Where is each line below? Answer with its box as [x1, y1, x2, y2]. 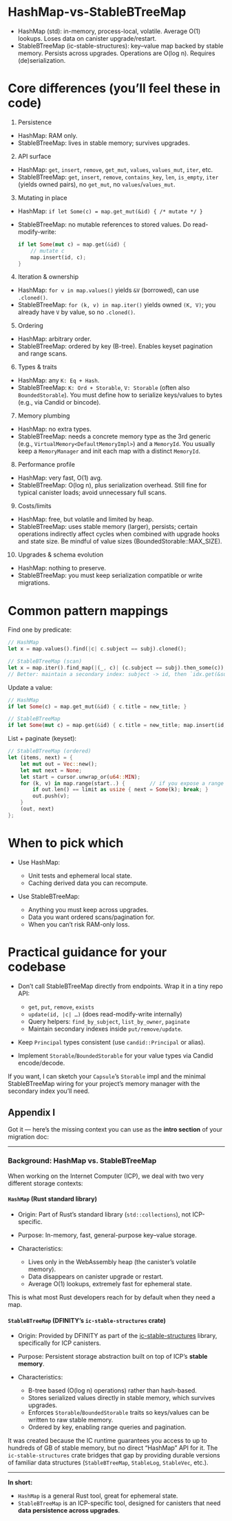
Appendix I [8, 1107, 56, 1118]
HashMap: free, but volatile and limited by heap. [17, 515, 154, 523]
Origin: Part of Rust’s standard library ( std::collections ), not [17, 1210, 191, 1219]
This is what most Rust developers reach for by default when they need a [8, 1293, 215, 1301]
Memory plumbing [17, 411, 70, 420]
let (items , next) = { [8, 754, 73, 762]
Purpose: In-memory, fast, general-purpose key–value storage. [17, 1231, 197, 1239]
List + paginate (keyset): [8, 735, 77, 743]
